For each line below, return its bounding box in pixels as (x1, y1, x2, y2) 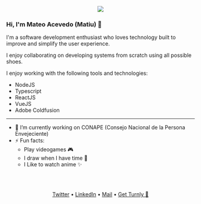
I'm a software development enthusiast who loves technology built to (6, 34, 176, 41)
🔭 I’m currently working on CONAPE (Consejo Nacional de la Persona (14, 124, 185, 131)
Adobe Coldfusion (14, 106, 60, 114)
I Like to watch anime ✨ (23, 161, 83, 168)
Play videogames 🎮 (23, 146, 74, 153)
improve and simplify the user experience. (6, 40, 110, 47)
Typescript (14, 87, 42, 95)
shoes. (6, 58, 23, 65)
